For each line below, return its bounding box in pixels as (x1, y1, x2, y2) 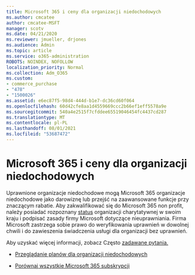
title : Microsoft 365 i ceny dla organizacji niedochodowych (6, 8, 162, 15)
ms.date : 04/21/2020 (6, 31, 58, 37)
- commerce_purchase (6, 81, 58, 87)
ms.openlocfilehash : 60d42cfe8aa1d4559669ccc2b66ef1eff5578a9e (6, 103, 167, 109)
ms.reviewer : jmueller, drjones (6, 36, 86, 42)
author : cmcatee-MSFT (6, 20, 60, 26)
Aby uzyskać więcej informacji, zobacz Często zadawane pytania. (6, 239, 169, 246)
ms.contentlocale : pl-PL (6, 120, 68, 126)
